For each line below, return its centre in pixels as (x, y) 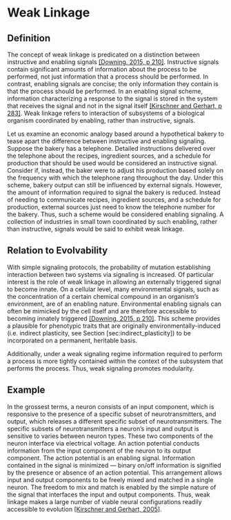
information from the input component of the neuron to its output (99, 450)
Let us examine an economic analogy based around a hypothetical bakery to (115, 134)
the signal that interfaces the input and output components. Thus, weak (109, 495)
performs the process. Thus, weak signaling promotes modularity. (101, 368)
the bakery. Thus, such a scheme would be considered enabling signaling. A (115, 214)
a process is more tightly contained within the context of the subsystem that (115, 361)
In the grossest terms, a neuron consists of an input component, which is (111, 406)
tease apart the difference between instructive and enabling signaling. (107, 141)
